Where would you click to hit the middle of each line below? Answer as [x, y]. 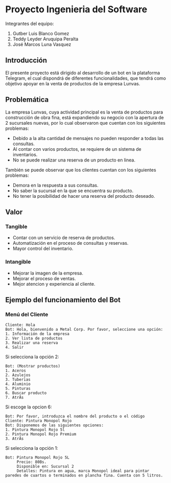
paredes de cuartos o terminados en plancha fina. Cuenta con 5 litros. [84, 476]
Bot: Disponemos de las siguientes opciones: [54, 425]
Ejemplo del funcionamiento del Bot [63, 300]
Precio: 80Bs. [32, 462]
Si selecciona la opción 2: [32, 357]
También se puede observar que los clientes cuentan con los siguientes [81, 170]
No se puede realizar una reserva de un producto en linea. [74, 160]
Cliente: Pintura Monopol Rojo [39, 421]
